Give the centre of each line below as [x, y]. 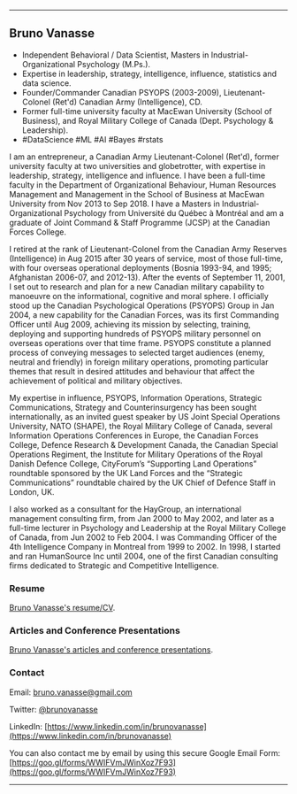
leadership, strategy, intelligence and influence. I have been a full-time [137, 175]
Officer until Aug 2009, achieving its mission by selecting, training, [130, 324]
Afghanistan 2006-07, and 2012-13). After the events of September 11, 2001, [147, 277]
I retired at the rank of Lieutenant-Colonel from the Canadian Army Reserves [148, 249]
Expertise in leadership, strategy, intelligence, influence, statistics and [149, 73]
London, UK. [32, 491]
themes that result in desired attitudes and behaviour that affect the [132, 371]
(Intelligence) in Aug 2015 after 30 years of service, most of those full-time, [146, 258]
